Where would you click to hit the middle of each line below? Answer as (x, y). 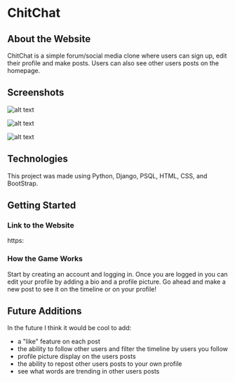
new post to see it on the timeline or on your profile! (82, 289)
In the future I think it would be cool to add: (69, 328)
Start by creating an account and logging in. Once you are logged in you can (117, 274)
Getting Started (42, 205)
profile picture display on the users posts (76, 357)
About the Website (49, 39)
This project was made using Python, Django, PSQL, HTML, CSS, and (107, 176)
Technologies (38, 159)
